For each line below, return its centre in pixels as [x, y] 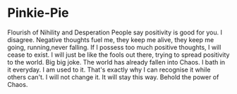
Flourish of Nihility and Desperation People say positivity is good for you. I [115, 32]
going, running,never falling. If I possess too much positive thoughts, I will [114, 47]
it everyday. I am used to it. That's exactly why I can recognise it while [109, 69]
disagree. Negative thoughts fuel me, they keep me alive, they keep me [111, 39]
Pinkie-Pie [38, 13]
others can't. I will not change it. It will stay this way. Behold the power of [113, 77]
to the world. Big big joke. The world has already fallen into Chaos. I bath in [116, 62]
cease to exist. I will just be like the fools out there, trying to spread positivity [119, 55]
